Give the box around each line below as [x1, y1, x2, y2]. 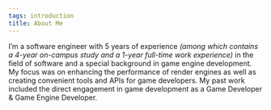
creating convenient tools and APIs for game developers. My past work [8, 75, 245, 85]
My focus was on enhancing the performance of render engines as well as [8, 67, 256, 76]
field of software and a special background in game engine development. [8, 58, 252, 68]
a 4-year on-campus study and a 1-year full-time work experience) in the [8, 50, 254, 59]
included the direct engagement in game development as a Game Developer [8, 84, 263, 93]
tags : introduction [8, 11, 74, 20]
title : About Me [8, 19, 63, 27]
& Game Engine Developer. [8, 92, 98, 102]
